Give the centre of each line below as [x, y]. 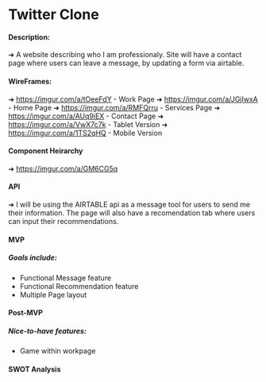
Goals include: [33, 258]
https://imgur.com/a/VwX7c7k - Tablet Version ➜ [88, 124]
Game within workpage [58, 351]
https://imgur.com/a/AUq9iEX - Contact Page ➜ [86, 116]
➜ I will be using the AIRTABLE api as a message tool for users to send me [129, 205]
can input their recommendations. [64, 221]
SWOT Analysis [35, 369]
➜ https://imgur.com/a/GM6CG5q [63, 168]
